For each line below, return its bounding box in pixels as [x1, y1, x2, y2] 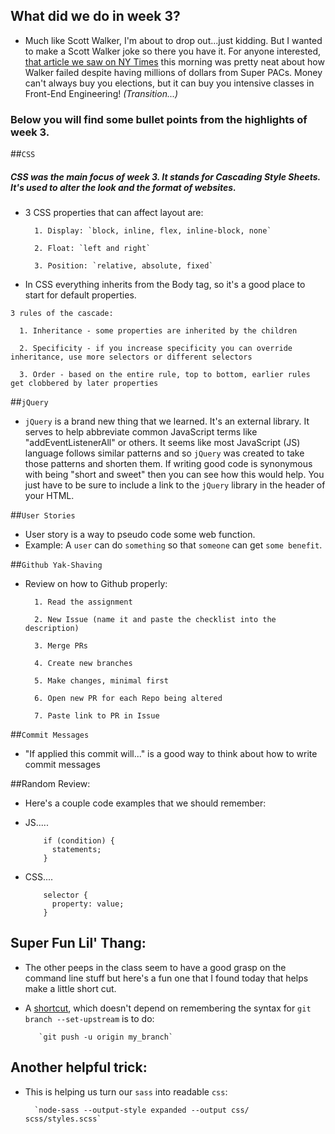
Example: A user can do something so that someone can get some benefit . [24, 539, 323, 551]
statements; [51, 845, 102, 855]
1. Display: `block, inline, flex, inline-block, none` [34, 226, 272, 236]
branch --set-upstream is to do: [24, 1012, 155, 1024]
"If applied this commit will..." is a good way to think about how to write [24, 748, 318, 760]
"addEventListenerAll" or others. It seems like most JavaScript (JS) [24, 437, 301, 449]
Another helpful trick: [10, 1059, 148, 1076]
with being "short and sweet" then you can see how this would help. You [24, 469, 325, 481]
